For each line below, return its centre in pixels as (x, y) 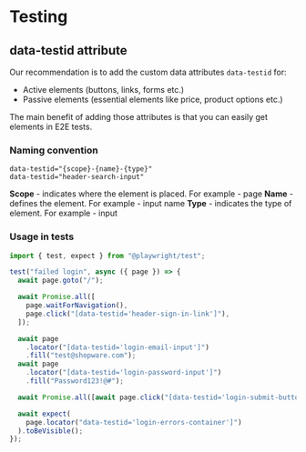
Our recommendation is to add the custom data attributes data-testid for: (148, 72)
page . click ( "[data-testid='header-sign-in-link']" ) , (128, 314)
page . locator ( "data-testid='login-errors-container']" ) (134, 422)
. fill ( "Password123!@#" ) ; (75, 381)
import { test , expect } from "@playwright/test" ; (107, 256)
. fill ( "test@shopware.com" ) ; (81, 356)
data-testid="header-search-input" (77, 177)
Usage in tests (42, 236)
